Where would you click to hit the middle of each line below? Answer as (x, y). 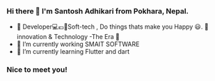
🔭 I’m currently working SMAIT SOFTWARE (78, 44)
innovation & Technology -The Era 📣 (68, 37)
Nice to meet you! (37, 70)
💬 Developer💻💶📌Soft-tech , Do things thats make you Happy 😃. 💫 (113, 27)
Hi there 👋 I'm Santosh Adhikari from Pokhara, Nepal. (98, 11)
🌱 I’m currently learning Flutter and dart (73, 52)
